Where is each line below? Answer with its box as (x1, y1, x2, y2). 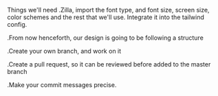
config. (7, 21, 28, 28)
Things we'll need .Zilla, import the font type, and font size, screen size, (7, 6, 210, 14)
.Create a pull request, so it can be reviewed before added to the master (7, 60, 211, 68)
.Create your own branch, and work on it (7, 47, 122, 55)
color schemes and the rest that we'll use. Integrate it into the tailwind (7, 13, 204, 21)
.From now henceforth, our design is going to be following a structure (7, 34, 204, 42)
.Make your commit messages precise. (7, 81, 117, 88)
